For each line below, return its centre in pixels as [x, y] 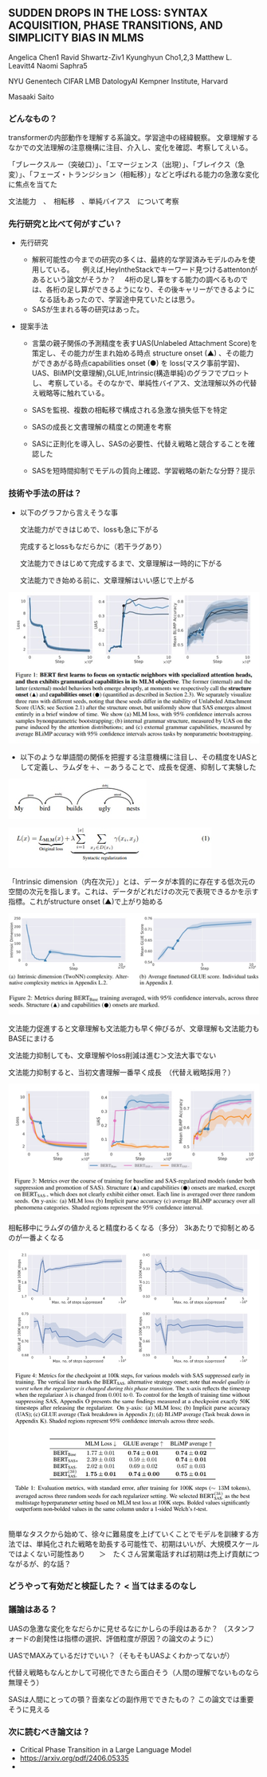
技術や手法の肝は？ [45, 493]
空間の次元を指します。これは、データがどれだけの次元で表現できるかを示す [133, 891]
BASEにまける [31, 1038]
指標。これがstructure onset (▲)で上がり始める [86, 901]
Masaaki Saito [31, 96]
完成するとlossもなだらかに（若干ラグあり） [93, 546]
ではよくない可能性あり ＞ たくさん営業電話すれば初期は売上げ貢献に [130, 1554]
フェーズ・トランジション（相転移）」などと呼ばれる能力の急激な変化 [146, 175]
